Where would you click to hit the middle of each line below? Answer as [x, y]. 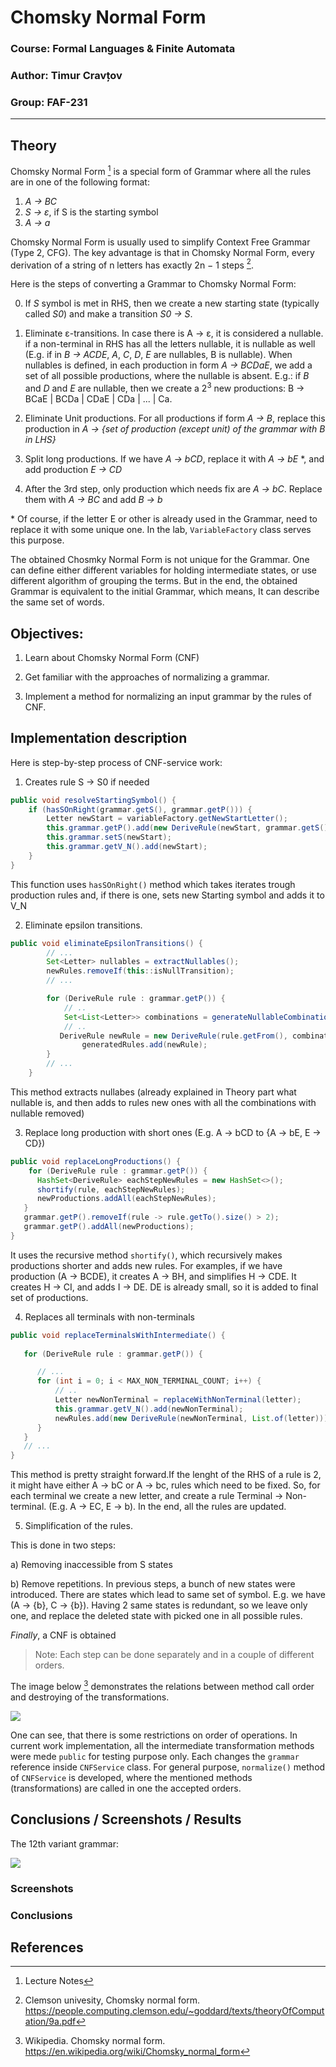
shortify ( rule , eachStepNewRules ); [111, 1189]
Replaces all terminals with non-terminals [109, 1317]
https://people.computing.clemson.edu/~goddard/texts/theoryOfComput [174, 2011]
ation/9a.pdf [50, 2022]
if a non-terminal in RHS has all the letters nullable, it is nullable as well [170, 344]
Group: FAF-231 [49, 102]
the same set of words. [57, 602]
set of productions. [49, 1297]
